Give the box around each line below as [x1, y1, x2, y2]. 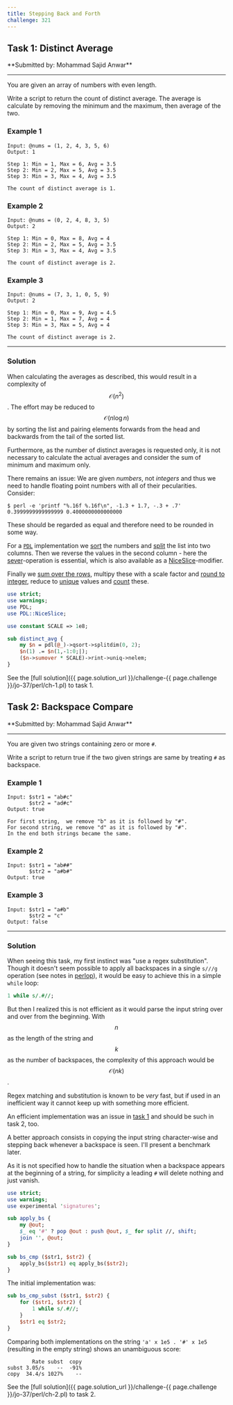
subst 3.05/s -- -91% [7, 1364, 82, 1371]
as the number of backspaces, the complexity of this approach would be [7, 1055, 215, 1064]
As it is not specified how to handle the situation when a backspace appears [7, 1161, 225, 1169]
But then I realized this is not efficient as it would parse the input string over [7, 1004, 223, 1013]
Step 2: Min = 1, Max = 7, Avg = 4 [7, 316, 110, 323]
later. [7, 1148, 22, 1156]
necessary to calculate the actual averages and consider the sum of [7, 453, 201, 462]
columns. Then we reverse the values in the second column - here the [7, 549, 207, 557]
